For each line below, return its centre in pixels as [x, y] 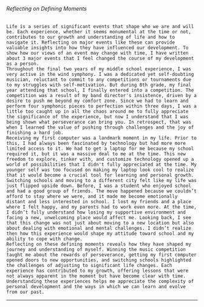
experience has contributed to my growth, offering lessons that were [97, 271]
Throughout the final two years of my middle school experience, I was [99, 69]
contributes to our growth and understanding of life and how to [90, 37]
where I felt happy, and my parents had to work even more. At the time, [102, 207]
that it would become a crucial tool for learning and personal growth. [100, 175]
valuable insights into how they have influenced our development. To [97, 48]
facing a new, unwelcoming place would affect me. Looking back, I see [99, 218]
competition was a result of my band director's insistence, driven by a [102, 96]
